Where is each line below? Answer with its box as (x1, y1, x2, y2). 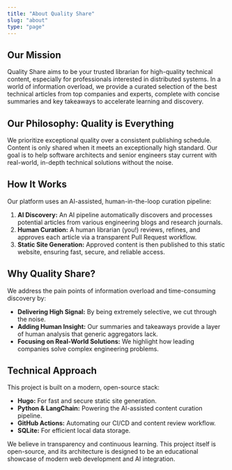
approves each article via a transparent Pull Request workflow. (17, 233, 197, 241)
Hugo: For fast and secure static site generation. (17, 397, 157, 405)
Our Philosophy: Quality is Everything (7, 117, 174, 129)
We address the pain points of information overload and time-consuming (7, 286, 216, 295)
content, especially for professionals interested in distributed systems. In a (7, 75, 221, 84)
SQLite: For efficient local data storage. (17, 427, 131, 435)
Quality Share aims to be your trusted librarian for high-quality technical (7, 68, 213, 76)
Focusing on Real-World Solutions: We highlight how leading (17, 337, 195, 346)
